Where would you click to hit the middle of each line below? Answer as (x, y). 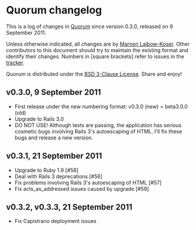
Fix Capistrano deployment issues (55, 221)
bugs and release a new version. (54, 138)
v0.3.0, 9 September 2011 (54, 92)
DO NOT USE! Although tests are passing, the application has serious (98, 125)
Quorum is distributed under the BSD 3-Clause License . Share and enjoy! (94, 74)
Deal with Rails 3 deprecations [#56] (59, 176)
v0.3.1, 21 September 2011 (54, 156)
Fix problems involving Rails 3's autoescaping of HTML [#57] (88, 183)
